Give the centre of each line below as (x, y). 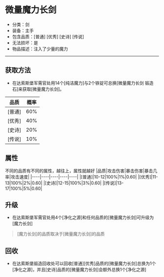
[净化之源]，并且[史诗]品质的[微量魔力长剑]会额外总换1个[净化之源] (79, 270)
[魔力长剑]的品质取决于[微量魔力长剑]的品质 (61, 234)
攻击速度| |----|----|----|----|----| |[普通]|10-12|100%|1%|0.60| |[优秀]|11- (84, 177)
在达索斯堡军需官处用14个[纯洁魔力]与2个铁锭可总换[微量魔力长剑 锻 (81, 83)
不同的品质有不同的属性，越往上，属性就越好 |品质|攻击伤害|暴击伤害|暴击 (79, 171)
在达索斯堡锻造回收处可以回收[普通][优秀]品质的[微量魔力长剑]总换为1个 (84, 263)
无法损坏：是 (25, 42)
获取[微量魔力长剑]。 (43, 89)
